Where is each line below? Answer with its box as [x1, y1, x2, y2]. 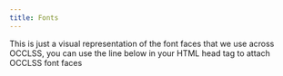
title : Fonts [9, 13, 59, 23]
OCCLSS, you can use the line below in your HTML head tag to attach [9, 47, 270, 59]
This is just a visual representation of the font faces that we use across [9, 38, 275, 49]
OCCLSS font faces [9, 57, 83, 68]
